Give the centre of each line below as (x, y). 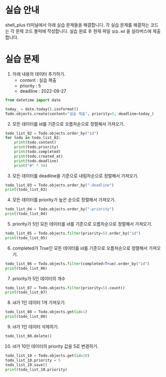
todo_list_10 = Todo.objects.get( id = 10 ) (48, 356)
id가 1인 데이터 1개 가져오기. (39, 302)
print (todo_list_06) (27, 268)
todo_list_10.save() (27, 365)
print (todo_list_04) (27, 214)
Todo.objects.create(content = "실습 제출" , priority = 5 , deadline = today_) (80, 114)
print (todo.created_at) (39, 156)
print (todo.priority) (36, 147)
